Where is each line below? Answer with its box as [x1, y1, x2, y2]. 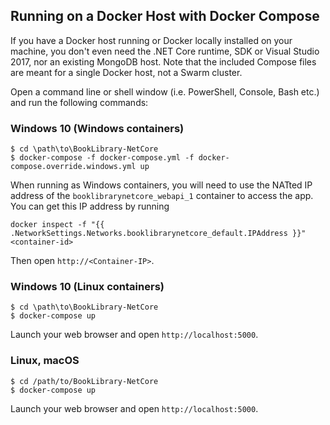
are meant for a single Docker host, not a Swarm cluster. [10, 66, 243, 78]
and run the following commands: [10, 96, 149, 108]
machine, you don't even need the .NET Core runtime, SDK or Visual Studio [10, 45, 320, 57]
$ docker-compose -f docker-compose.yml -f [10, 153, 195, 163]
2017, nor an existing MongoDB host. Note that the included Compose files [10, 55, 317, 68]
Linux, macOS [10, 354, 80, 368]
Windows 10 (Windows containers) [10, 121, 185, 135]
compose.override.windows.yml [10, 162, 137, 172]
